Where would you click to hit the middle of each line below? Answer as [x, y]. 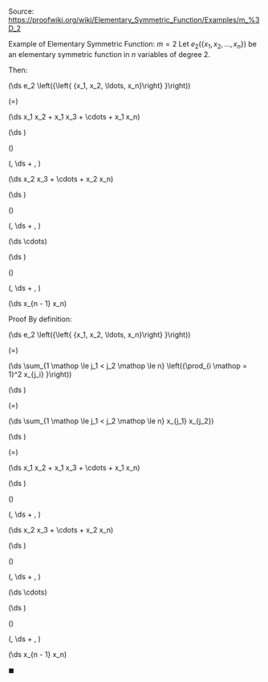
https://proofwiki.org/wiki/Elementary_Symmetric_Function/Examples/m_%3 [134, 20]
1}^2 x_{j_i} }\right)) [40, 374]
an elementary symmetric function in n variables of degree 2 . [110, 54]
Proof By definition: [40, 319]
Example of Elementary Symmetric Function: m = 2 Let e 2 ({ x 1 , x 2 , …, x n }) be [132, 45]
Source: [21, 11]
